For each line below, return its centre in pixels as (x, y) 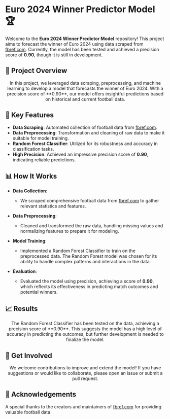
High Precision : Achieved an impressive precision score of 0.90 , (80, 154)
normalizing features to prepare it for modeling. (70, 231)
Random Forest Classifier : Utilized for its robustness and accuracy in (85, 144)
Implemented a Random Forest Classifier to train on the (78, 251)
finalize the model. (85, 340)
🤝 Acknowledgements (41, 394)
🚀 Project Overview (36, 71)
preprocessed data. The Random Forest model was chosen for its (89, 256)
